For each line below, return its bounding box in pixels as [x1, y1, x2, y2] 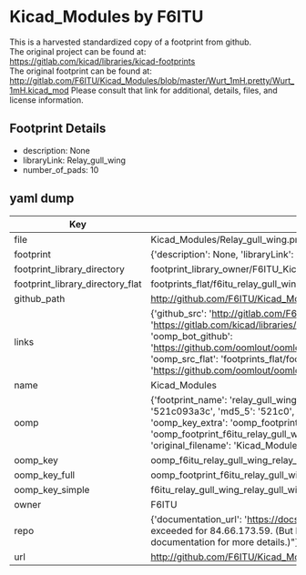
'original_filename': [149, 439, 232, 451]
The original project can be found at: [9, 45, 147, 56]
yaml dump [9, 191, 75, 207]
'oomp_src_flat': [149, 352, 219, 365]
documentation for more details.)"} [149, 535, 299, 548]
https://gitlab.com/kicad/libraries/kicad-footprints [9, 55, 196, 66]
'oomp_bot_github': [149, 329, 233, 342]
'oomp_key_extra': [149, 416, 229, 429]
